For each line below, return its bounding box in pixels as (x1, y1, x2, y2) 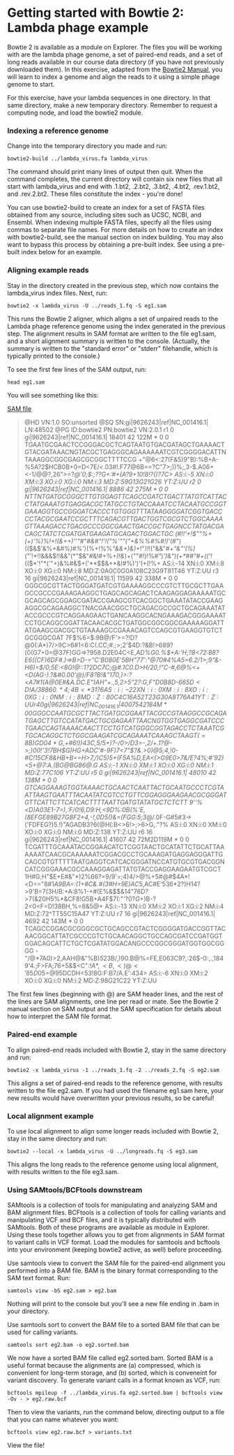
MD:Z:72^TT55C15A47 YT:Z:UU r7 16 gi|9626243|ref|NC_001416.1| (24, 910, 216, 918)
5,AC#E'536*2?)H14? (139, 880, 201, 888)
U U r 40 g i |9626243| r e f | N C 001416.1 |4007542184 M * (24, 700, 167, 710)
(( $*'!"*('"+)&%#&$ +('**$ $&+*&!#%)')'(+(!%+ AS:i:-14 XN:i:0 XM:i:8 (24, 559, 225, 567)
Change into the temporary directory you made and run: (7, 142, 168, 150)
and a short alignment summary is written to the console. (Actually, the (7, 337, 210, 345)
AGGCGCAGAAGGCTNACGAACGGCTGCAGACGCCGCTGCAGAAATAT (24, 603, 226, 612)
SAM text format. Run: (7, 1274, 71, 1282)
